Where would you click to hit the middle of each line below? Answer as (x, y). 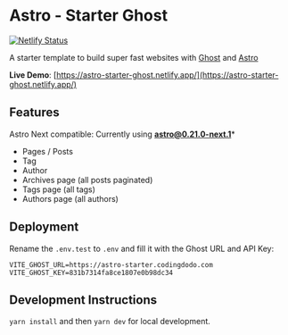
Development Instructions (83, 300)
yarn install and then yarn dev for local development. (110, 322)
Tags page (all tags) (59, 189)
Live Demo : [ (33, 75)
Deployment (44, 227)
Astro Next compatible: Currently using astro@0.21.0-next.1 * (123, 134)
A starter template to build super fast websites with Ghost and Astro (134, 57)
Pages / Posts (48, 151)
